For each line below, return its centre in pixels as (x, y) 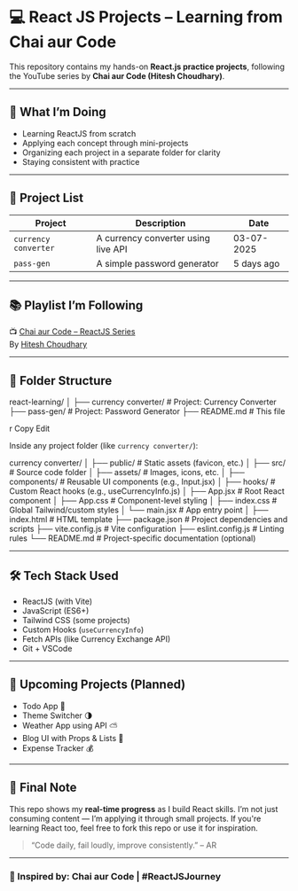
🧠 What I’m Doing (58, 112)
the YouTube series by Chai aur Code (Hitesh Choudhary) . (117, 75)
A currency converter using (153, 238)
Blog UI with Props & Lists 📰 (73, 738)
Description (161, 223)
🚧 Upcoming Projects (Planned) (98, 685)
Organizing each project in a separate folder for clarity (121, 152)
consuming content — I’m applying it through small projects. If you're (135, 818)
